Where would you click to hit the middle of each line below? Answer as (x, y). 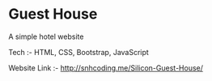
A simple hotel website (46, 36)
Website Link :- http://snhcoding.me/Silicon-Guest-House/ (106, 68)
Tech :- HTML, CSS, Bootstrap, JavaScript (79, 52)
